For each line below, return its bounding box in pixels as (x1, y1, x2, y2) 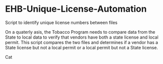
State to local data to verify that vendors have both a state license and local (5, 34, 159, 40)
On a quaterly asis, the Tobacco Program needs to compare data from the (5, 29, 156, 35)
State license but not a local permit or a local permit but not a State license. (5, 44, 158, 50)
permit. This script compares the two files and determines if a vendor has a (5, 39, 158, 45)
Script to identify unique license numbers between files (5, 20, 118, 25)
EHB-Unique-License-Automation (5, 3, 147, 15)
